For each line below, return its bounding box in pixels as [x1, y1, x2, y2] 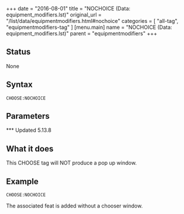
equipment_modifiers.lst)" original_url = [6, 11, 102, 18]
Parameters [6, 111, 50, 121]
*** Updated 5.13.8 [6, 126, 52, 134]
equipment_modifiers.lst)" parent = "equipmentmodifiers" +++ [6, 30, 158, 37]
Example [6, 176, 39, 186]
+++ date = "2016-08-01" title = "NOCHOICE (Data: [6, 5, 131, 12]
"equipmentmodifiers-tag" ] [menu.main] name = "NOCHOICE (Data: [6, 24, 172, 31]
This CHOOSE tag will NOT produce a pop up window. [6, 159, 137, 166]
